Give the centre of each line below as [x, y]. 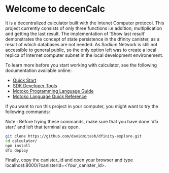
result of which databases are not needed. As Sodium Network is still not [81, 44]
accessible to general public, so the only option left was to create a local [81, 50]
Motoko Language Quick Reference [50, 96]
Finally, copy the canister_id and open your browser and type [69, 160]
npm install [18, 146]
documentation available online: [39, 70]
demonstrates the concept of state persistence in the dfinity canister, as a [82, 39]
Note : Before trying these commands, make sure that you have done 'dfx [82, 121]
